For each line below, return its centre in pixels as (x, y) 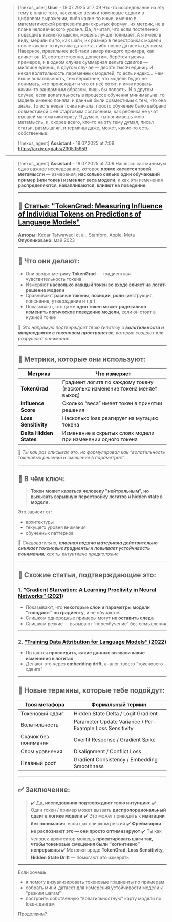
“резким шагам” (43, 893)
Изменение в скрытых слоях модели (108, 433)
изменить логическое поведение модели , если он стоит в (91, 312)
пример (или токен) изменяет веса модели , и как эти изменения (90, 180)
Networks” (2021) (41, 596)
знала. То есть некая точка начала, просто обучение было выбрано (92, 106)
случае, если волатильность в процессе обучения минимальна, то (91, 95)
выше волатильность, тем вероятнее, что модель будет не (82, 78)
